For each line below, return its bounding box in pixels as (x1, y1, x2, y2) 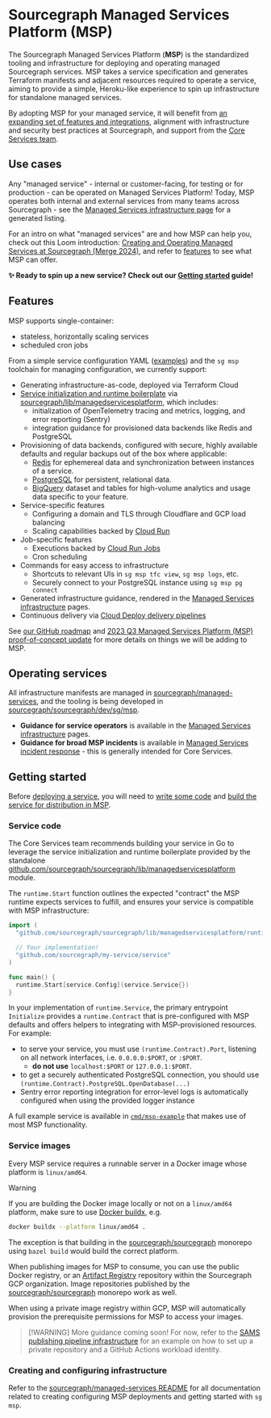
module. (8, 873, 36, 883)
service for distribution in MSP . (8, 800, 111, 810)
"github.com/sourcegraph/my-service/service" (15, 952, 172, 960)
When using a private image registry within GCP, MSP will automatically (8, 1303, 246, 1313)
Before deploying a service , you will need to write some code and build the (8, 791, 257, 801)
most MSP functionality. (8, 1120, 88, 1129)
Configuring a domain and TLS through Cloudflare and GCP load (31, 509, 246, 518)
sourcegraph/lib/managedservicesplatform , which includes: (19, 397, 219, 407)
